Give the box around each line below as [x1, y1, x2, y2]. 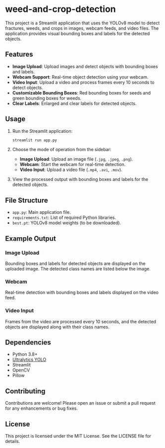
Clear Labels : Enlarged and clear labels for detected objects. [12, 100, 137, 106]
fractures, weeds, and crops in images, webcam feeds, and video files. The [5, 25, 159, 31]
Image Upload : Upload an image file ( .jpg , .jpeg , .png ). [19, 156, 133, 162]
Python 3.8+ [12, 352, 38, 358]
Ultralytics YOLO [12, 357, 47, 362]
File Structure [5, 196, 48, 204]
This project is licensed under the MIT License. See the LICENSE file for [5, 433, 152, 439]
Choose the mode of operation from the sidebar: [12, 147, 111, 153]
